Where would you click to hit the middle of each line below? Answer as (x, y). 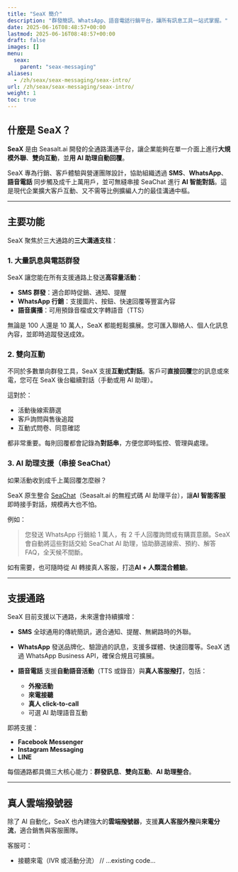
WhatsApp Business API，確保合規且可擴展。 (92, 656)
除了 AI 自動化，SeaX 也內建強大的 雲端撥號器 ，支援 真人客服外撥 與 (104, 822)
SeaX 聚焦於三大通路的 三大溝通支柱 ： (63, 240)
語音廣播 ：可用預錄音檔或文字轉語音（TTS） (83, 310)
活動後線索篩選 (39, 410)
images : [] (23, 47)
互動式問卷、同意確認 (49, 428)
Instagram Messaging (50, 750)
